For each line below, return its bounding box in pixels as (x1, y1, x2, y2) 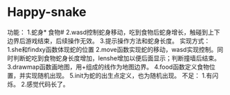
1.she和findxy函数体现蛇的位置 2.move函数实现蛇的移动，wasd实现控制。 (7, 45, 218, 53)
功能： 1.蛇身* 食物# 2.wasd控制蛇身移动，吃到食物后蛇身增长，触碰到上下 (7, 28, 220, 36)
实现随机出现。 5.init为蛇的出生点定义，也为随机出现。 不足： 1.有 (25, 71, 213, 80)
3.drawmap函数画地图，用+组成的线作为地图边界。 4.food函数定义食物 (7, 62, 210, 71)
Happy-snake (7, 4, 87, 20)
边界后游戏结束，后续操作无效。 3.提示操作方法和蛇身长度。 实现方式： (7, 36, 211, 45)
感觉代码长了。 (26, 80, 69, 88)
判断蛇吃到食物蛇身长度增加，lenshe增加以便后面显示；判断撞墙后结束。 (12, 53, 220, 62)
